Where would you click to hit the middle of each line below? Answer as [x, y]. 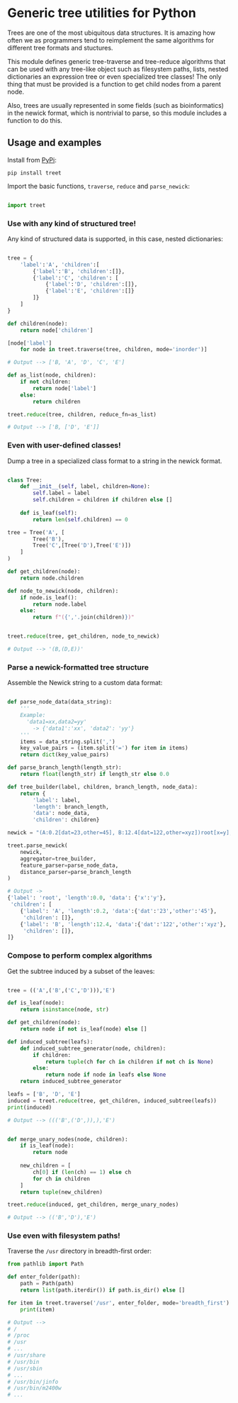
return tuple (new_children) [61, 1192]
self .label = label [62, 493]
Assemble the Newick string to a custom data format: [85, 683]
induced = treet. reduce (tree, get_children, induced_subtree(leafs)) [112, 1101]
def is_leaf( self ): [49, 513]
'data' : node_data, [62, 814]
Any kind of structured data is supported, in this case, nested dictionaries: [115, 238]
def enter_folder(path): [44, 1277]
